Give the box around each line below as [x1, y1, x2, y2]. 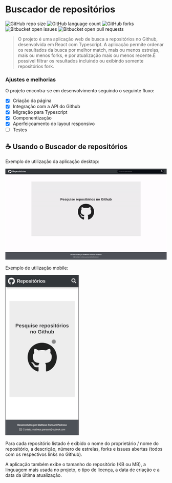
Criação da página [12, 97, 52, 104]
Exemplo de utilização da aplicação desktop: [5, 158, 100, 165]
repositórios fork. [17, 63, 55, 69]
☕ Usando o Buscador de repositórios [5, 143, 128, 151]
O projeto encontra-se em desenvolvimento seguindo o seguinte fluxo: [5, 88, 155, 94]
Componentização [12, 115, 52, 121]
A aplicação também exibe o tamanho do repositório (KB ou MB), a [5, 461, 146, 467]
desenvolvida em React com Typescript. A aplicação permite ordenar [17, 41, 164, 47]
